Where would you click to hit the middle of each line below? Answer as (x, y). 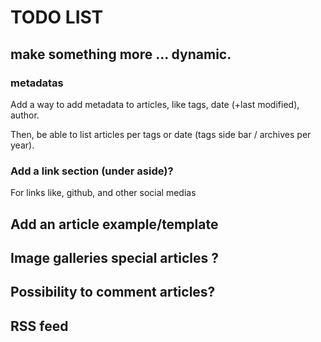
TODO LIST (57, 17)
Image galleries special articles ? (114, 257)
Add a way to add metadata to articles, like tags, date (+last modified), (155, 104)
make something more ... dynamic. (121, 54)
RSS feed (39, 326)
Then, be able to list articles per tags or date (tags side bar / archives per (161, 134)
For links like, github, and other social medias (103, 193)
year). (22, 145)
